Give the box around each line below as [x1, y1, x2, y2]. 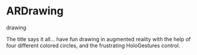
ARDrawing [6, 4, 64, 18]
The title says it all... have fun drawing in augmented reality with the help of [6, 35, 191, 42]
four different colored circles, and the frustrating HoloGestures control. [6, 42, 180, 49]
